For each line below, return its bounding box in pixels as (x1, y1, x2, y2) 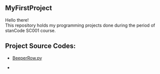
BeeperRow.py (12, 55, 42, 61)
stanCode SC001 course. (5, 27, 56, 34)
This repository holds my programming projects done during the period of (5, 22, 156, 28)
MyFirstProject (5, 4, 52, 12)
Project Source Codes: (5, 42, 76, 50)
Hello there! (5, 17, 29, 23)
